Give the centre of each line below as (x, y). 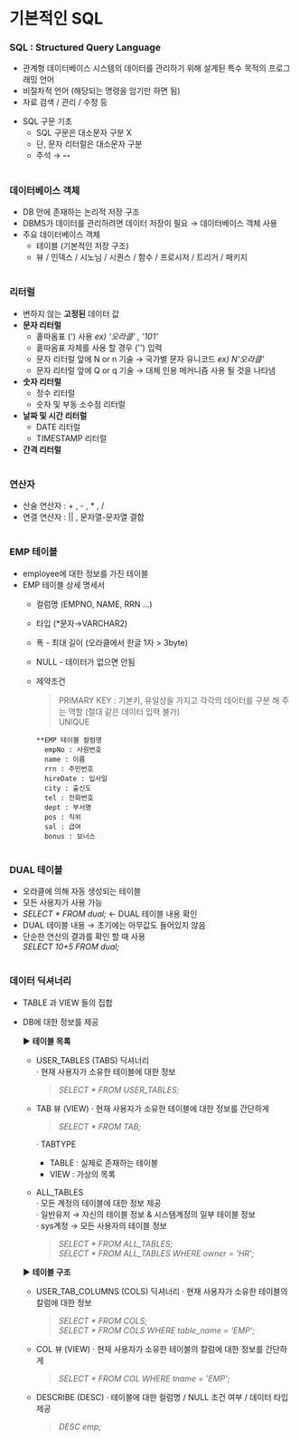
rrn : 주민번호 (69, 769)
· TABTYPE (56, 1144)
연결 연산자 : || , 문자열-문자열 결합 (83, 517)
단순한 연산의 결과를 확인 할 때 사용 (84, 937)
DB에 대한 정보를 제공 (61, 1022)
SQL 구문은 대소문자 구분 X (84, 133)
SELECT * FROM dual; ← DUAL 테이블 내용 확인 (110, 914)
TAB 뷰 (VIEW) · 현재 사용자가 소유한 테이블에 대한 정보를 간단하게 (152, 1108)
